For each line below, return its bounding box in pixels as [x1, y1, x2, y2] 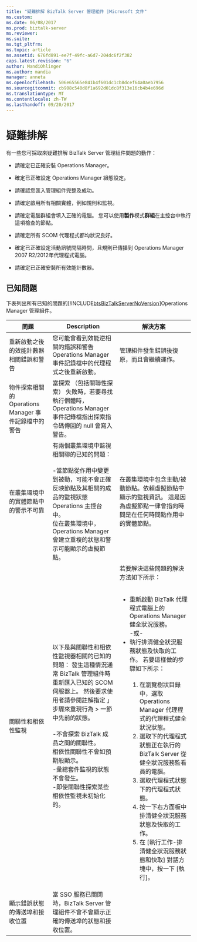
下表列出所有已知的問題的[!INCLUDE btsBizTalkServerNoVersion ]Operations [6, 300, 188, 307]
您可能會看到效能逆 [52, 334, 106, 342]
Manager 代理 [139, 706, 178, 714]
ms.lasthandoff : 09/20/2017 [6, 101, 75, 108]
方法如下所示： [119, 573, 161, 582]
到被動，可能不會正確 [52, 475, 111, 483]
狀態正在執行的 [139, 741, 181, 749]
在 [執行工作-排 [139, 838, 183, 847]
